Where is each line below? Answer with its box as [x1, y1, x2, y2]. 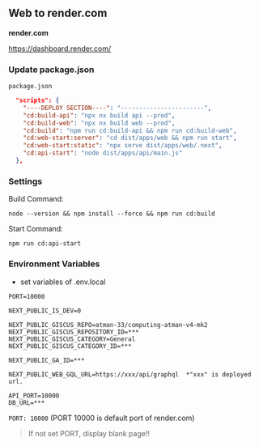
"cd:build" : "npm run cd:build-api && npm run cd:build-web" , [23, 126, 237, 134]
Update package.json [8, 64, 95, 75]
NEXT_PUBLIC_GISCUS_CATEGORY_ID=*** [8, 342, 132, 350]
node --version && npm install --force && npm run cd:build [8, 210, 216, 218]
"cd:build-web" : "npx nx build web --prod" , [23, 119, 176, 127]
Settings [8, 176, 43, 187]
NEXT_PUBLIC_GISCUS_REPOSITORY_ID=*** [8, 328, 139, 336]
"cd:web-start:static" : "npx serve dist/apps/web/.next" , [23, 142, 223, 150]
